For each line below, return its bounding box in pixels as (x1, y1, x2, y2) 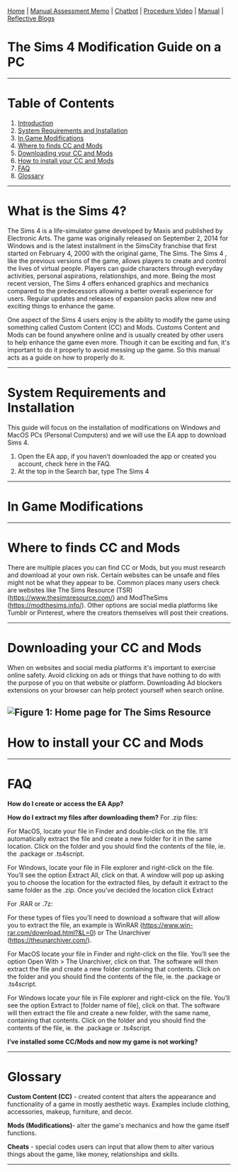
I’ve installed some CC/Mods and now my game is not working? (7, 1037, 198, 1046)
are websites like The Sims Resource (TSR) (7, 586, 133, 594)
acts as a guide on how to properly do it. (7, 353, 125, 362)
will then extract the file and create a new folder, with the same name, (7, 1008, 211, 1017)
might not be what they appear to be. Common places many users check (7, 578, 220, 586)
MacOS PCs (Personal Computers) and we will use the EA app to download (7, 430, 227, 439)
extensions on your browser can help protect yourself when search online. (7, 686, 225, 694)
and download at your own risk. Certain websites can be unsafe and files (7, 571, 220, 579)
